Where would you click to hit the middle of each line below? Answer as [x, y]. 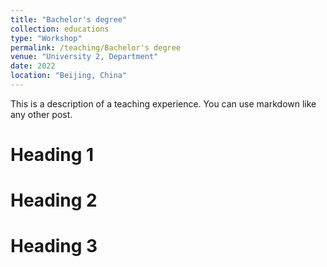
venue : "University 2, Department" [84, 57]
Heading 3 [54, 246]
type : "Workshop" [46, 38]
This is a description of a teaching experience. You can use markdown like [163, 103]
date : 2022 [33, 66]
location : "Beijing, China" [69, 76]
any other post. [41, 114]
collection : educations [60, 29]
